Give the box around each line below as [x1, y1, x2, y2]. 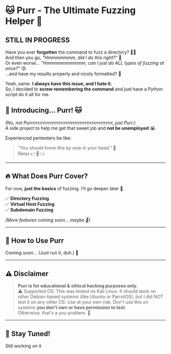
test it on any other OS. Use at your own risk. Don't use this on [17, 299, 149, 305]
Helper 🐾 [5, 15, 42, 27]
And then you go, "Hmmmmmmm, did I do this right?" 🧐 [5, 54, 122, 61]
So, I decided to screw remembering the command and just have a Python [5, 86, 163, 92]
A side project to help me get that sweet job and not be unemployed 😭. [5, 125, 157, 131]
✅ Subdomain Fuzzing [5, 206, 53, 213]
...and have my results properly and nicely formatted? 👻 [5, 71, 122, 77]
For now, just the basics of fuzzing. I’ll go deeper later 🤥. [5, 185, 125, 191]
